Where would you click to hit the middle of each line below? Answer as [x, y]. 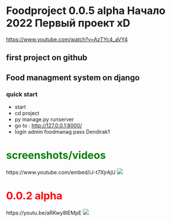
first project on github [47, 58]
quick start [22, 94]
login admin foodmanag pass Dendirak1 [62, 132]
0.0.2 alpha [34, 196]
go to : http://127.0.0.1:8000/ [48, 126]
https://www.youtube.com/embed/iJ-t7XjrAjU [61, 172]
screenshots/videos [56, 155]
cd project [27, 113]
